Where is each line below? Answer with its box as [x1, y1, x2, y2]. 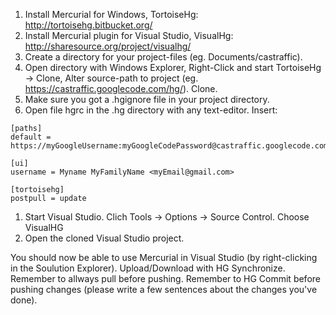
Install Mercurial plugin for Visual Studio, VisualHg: [24, 30, 234, 41]
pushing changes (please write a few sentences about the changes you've [10, 284, 318, 295]
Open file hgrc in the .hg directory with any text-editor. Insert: [24, 104, 278, 116]
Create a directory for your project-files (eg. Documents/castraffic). [24, 51, 303, 63]
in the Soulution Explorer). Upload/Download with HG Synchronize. [10, 262, 286, 274]
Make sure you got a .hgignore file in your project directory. [24, 94, 270, 105]
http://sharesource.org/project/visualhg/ [24, 40, 192, 52]
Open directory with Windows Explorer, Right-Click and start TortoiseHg [24, 62, 322, 73]
